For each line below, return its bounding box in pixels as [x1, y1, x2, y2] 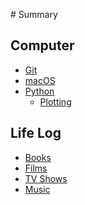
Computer [10, 37, 75, 54]
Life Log [10, 125, 62, 142]
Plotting [39, 95, 72, 108]
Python [24, 85, 55, 97]
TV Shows [24, 172, 68, 184]
